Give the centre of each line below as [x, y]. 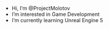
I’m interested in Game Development [55, 14]
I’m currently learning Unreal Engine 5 [57, 20]
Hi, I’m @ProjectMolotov [41, 8]
